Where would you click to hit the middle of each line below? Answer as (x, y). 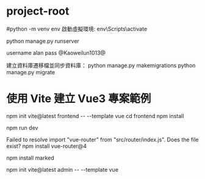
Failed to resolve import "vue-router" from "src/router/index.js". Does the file (103, 139)
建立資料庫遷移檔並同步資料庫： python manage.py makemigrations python (101, 65)
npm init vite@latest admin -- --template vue (63, 169)
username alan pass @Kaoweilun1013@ (56, 52)
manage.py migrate (31, 72)
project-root (38, 11)
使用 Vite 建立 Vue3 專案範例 (79, 99)
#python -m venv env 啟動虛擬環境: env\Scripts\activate (77, 29)
